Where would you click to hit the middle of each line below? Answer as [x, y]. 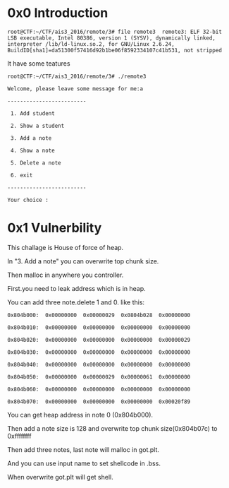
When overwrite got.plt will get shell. [61, 477]
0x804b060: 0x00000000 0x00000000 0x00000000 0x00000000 [99, 389]
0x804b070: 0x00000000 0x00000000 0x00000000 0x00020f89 [99, 401]
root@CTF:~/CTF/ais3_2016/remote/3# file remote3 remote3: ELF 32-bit [114, 32]
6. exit [21, 175]
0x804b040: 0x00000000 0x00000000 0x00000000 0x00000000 [99, 364]
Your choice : [28, 200]
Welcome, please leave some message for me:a [75, 89]
